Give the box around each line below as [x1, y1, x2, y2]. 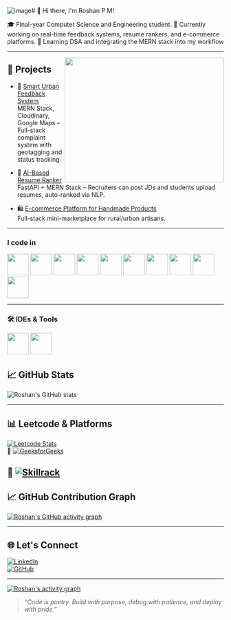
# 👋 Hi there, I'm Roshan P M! [31, 7, 115, 14]
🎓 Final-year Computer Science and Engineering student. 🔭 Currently [7, 21, 206, 28]
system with [16, 140, 52, 149]
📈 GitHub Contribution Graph [7, 491, 136, 502]
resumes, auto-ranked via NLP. [16, 190, 105, 199]
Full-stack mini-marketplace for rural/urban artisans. [16, 214, 166, 222]
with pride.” [23, 606, 57, 614]
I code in [7, 237, 36, 247]
